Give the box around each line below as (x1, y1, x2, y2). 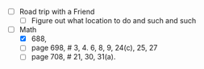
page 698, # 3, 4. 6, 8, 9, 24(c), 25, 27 (31, 43, 158, 53)
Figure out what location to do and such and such (31, 16, 197, 26)
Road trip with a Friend (19, 7, 95, 16)
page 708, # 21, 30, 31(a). (31, 52, 116, 62)
